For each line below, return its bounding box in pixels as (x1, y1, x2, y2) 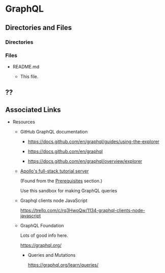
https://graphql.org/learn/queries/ (27, 262, 99, 268)
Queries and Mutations (27, 252, 76, 258)
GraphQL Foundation (20, 223, 64, 228)
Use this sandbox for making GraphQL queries (20, 188, 118, 193)
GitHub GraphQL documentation (20, 129, 88, 134)
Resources (12, 119, 36, 125)
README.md (12, 63, 40, 70)
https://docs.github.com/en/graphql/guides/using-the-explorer (27, 139, 160, 145)
